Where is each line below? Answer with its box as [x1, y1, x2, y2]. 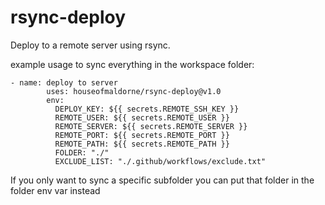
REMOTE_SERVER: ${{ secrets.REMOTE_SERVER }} [54, 121, 248, 131]
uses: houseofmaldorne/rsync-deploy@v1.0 [46, 86, 222, 96]
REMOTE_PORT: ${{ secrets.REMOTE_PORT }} [54, 130, 230, 140]
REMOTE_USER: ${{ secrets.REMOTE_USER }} [54, 112, 230, 123]
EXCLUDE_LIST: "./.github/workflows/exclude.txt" [54, 156, 267, 166]
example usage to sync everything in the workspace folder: [10, 58, 255, 70]
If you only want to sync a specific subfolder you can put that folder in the [10, 174, 315, 186]
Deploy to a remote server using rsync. [10, 39, 171, 51]
